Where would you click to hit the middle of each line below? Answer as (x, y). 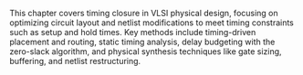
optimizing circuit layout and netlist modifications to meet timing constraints (152, 23)
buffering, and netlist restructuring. (75, 61)
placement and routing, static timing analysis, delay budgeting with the (142, 42)
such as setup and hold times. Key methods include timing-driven (133, 32)
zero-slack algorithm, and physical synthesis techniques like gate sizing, (146, 52)
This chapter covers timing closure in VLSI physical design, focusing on (144, 13)
